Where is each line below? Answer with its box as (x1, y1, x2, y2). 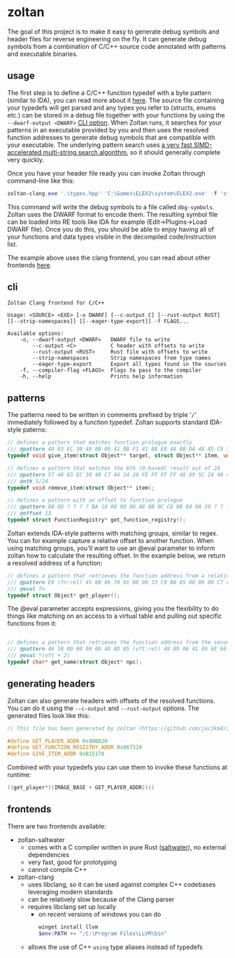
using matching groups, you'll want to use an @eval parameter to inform (7, 544, 215, 552)
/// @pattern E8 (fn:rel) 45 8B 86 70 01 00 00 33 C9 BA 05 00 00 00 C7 (7, 579, 224, 586)
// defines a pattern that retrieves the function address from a (7, 572, 205, 579)
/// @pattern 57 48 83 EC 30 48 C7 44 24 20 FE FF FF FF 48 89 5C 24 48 (7, 471, 224, 478)
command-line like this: (7, 176, 75, 185)
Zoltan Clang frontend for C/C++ (7, 300, 105, 307)
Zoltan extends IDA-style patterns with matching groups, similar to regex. (7, 529, 218, 537)
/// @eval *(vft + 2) (7, 652, 71, 659)
